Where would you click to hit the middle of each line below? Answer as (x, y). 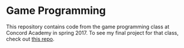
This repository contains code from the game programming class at (88, 27)
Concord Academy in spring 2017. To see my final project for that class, (93, 32)
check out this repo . (30, 39)
